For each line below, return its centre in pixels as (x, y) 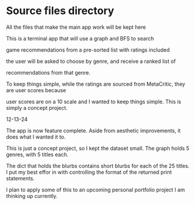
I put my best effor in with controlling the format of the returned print (89, 172)
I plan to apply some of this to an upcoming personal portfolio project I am (95, 190)
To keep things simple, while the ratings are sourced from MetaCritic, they (96, 84)
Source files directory (60, 11)
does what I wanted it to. (36, 137)
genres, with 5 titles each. (37, 154)
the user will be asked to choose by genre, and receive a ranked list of (91, 61)
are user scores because (36, 90)
